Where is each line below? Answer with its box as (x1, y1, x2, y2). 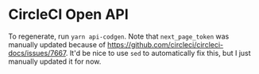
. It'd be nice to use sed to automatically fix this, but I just (65, 48, 252, 57)
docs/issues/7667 (8, 48, 66, 57)
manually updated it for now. (8, 57, 102, 66)
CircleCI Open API (8, 6, 129, 24)
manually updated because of (8, 39, 106, 49)
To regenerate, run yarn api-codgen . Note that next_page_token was (8, 31, 230, 41)
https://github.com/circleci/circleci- (106, 39, 224, 49)
